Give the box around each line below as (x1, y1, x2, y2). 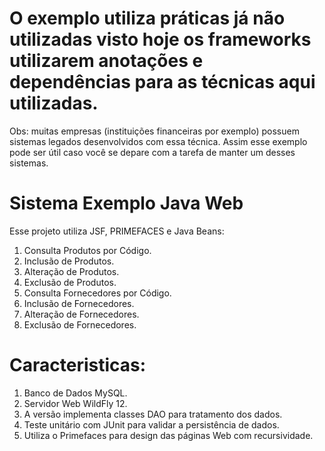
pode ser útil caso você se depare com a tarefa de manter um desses (9, 146, 296, 158)
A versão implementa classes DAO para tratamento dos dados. (23, 408, 283, 420)
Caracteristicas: (9, 354, 147, 377)
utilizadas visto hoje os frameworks (9, 28, 312, 51)
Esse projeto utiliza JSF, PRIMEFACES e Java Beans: (9, 225, 225, 237)
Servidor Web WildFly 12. (23, 397, 128, 409)
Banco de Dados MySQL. (23, 387, 128, 399)
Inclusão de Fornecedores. (23, 297, 135, 309)
